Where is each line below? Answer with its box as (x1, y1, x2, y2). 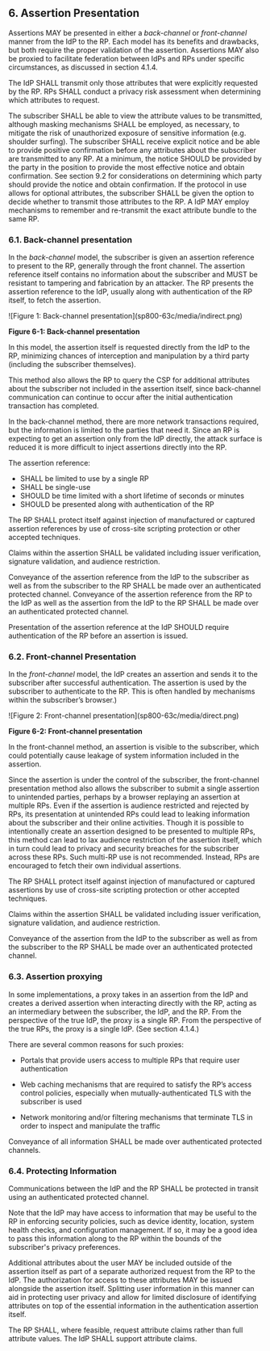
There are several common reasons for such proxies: (8, 1039, 184, 1049)
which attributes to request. (8, 95, 100, 104)
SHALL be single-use (19, 483, 91, 492)
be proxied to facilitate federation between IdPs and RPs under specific (8, 53, 245, 63)
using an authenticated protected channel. (8, 1193, 149, 1201)
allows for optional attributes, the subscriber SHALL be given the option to (8, 188, 255, 197)
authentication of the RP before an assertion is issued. (8, 631, 189, 641)
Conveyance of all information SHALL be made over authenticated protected (8, 1136, 262, 1146)
